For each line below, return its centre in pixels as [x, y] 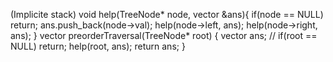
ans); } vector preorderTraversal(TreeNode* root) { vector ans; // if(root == [164, 35]
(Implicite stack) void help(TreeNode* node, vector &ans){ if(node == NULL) [167, 14]
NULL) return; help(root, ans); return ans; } [98, 46]
